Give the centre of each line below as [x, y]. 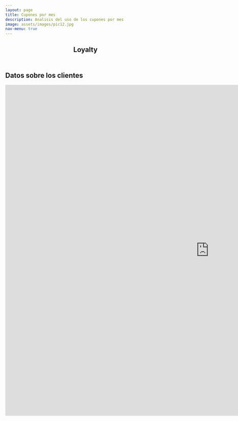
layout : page [19, 10]
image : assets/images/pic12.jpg [39, 24]
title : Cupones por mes [31, 15]
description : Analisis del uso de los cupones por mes [65, 19]
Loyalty [85, 50]
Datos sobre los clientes [44, 75]
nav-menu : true [21, 29]
